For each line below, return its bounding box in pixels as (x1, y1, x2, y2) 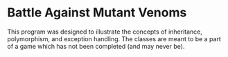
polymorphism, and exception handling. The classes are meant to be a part (7, 34, 222, 43)
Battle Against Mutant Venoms (7, 5, 187, 21)
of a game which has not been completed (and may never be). (7, 42, 185, 50)
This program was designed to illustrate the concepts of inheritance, (7, 27, 203, 36)
